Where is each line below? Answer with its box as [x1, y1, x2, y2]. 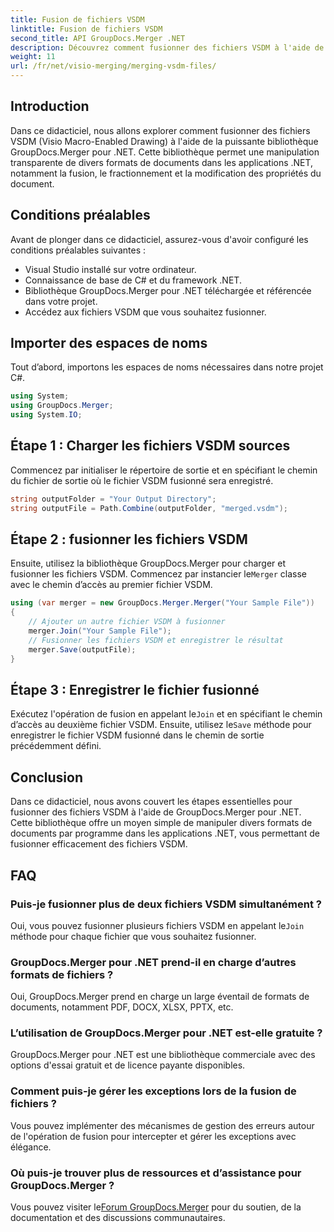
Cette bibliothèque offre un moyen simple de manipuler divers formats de [10, 817, 313, 829]
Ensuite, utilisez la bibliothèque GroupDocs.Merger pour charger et [10, 557, 287, 570]
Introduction [10, 98, 90, 115]
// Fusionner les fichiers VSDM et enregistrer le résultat [28, 635, 284, 645]
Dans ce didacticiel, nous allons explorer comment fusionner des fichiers [10, 124, 311, 136]
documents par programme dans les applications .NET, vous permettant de [10, 827, 320, 840]
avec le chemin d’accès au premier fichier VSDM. [10, 579, 213, 591]
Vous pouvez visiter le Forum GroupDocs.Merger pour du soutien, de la [10, 1201, 302, 1213]
